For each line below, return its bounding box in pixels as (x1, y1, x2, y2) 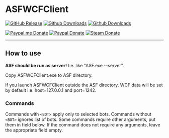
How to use (5, 49, 41, 58)
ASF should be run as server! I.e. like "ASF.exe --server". (5, 62, 124, 68)
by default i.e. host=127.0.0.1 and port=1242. (5, 87, 97, 93)
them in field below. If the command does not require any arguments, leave (5, 122, 160, 128)
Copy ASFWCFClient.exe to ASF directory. (5, 72, 93, 78)
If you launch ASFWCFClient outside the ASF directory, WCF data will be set (5, 82, 163, 88)
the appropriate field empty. (5, 127, 63, 133)
